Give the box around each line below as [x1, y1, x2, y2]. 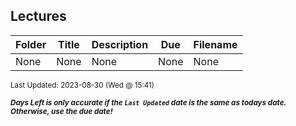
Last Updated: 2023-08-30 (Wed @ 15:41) [10, 80, 155, 90]
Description [91, 37, 149, 51]
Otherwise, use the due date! [10, 106, 113, 116]
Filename [193, 37, 238, 51]
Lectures [10, 8, 67, 25]
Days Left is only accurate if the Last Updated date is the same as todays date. [10, 97, 287, 108]
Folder [15, 37, 47, 51]
